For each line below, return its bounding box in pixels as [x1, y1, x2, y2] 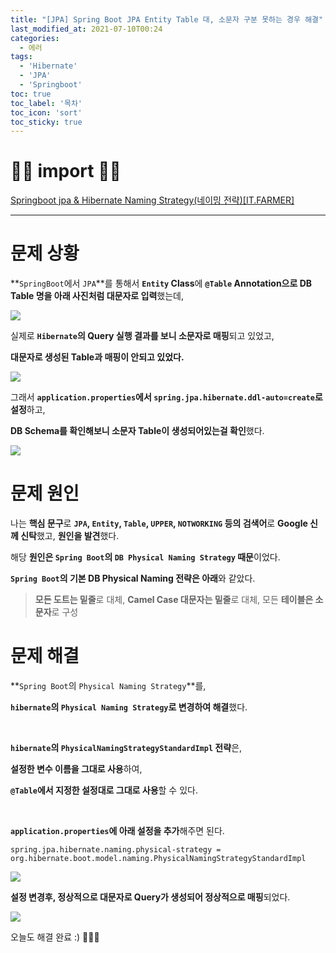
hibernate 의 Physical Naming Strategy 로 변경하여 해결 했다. [10, 701, 248, 713]
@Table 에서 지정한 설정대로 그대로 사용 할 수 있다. [10, 784, 198, 796]
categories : [10, 33, 60, 43]
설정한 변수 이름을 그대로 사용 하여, [10, 763, 143, 775]
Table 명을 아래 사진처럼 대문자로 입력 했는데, [10, 290, 184, 302]
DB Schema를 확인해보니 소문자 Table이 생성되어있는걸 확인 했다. [10, 425, 265, 437]
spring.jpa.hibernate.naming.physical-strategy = [10, 845, 222, 855]
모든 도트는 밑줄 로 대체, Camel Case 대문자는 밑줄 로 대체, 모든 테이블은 [34, 594, 314, 606]
